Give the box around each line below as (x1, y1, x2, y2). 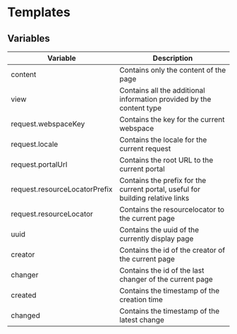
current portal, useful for (119, 184, 201, 194)
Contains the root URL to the (119, 155, 214, 165)
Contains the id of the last (119, 266, 205, 275)
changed (11, 311, 40, 320)
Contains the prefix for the (119, 176, 207, 185)
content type (119, 103, 162, 113)
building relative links (119, 193, 190, 203)
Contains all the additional (119, 85, 206, 95)
